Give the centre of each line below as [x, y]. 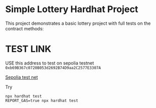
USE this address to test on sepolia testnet [50, 63]
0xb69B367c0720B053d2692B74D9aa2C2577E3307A [53, 68]
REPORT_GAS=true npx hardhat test [42, 100]
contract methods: [25, 28]
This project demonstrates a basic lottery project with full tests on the [78, 23]
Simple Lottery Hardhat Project [72, 9]
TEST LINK [28, 49]
